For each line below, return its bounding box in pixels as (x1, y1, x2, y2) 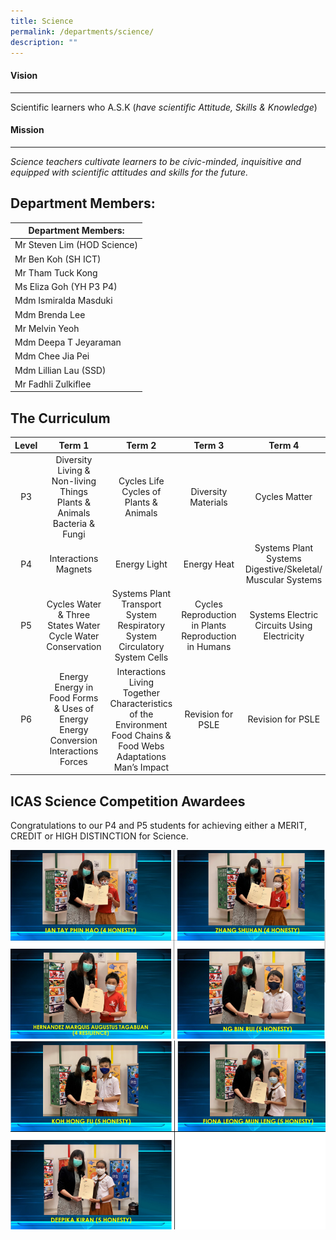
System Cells (114, 651, 169, 664)
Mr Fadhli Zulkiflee (14, 378, 92, 390)
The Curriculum (10, 410, 111, 427)
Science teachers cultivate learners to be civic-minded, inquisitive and (10, 155, 302, 167)
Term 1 (58, 439, 90, 451)
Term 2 (126, 439, 157, 451)
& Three (57, 609, 91, 621)
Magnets (55, 563, 93, 575)
